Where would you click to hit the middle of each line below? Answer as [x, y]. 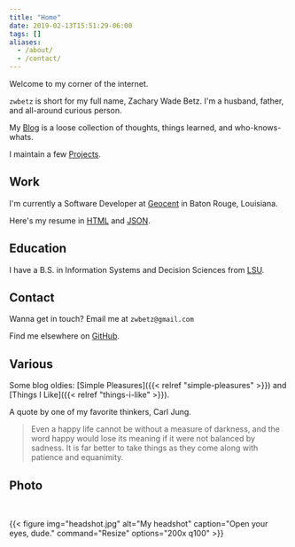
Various [31, 364]
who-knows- [258, 128]
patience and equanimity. [77, 457]
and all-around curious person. [66, 110]
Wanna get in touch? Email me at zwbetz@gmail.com [102, 319]
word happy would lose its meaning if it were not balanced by [143, 439]
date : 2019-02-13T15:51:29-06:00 [71, 26]
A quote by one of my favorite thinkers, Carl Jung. [101, 412]
